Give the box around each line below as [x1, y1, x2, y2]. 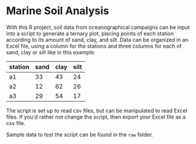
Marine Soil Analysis [6, 4, 110, 18]
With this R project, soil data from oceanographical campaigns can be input [6, 24, 190, 31]
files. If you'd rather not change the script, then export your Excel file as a [6, 113, 186, 120]
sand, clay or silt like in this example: [6, 48, 96, 55]
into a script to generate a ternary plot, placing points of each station [6, 30, 174, 37]
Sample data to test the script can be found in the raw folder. [6, 131, 153, 138]
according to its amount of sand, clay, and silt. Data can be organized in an [6, 36, 188, 43]
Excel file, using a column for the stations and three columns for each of [6, 42, 182, 50]
